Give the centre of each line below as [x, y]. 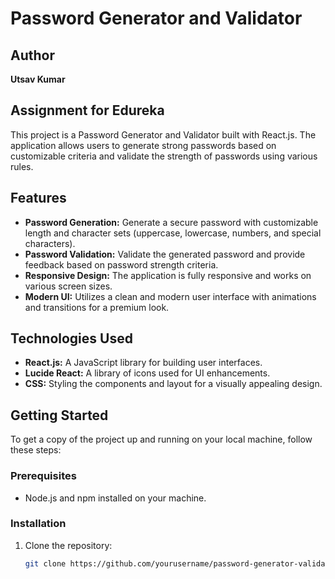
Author [32, 55]
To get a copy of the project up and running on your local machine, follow [161, 439]
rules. [22, 166]
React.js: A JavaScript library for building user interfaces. [143, 363]
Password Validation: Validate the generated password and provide [165, 254]
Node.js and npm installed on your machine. [115, 498]
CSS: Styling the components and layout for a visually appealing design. [173, 384]
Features [38, 198]
